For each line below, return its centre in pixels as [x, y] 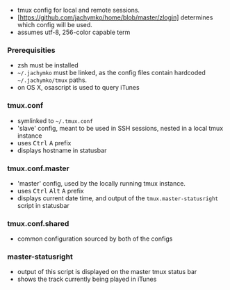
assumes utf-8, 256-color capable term [74, 32]
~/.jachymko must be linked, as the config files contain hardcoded [112, 73]
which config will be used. [55, 25]
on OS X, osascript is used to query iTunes [79, 88]
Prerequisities [31, 50]
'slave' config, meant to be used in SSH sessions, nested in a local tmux [120, 128]
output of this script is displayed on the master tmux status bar [107, 272]
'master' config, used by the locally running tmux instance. [101, 183]
